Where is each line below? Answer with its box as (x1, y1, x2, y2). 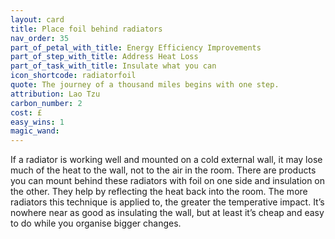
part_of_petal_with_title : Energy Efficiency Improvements (10, 42, 262, 53)
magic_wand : (10, 126, 60, 136)
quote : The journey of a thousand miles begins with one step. (10, 80, 280, 90)
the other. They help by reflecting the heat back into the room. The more (10, 186, 308, 198)
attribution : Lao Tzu (10, 89, 101, 99)
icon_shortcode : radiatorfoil (10, 71, 137, 81)
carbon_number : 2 (10, 98, 83, 108)
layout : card (10, 14, 65, 25)
